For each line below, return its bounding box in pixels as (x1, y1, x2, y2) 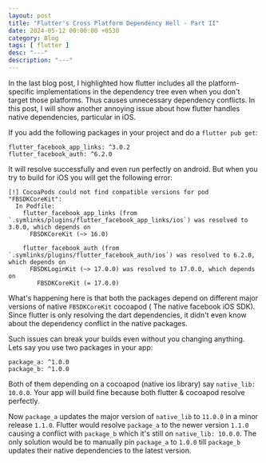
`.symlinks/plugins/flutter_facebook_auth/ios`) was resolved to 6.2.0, (8, 251, 256, 259)
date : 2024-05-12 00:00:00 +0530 (8, 26, 120, 34)
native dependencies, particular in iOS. (8, 112, 136, 122)
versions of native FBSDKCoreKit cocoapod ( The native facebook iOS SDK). (8, 301, 256, 311)
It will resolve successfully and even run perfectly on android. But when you (8, 164, 258, 174)
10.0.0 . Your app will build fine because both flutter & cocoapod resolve (8, 387, 245, 397)
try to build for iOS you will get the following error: (8, 173, 173, 182)
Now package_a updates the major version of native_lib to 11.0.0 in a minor (8, 411, 258, 421)
